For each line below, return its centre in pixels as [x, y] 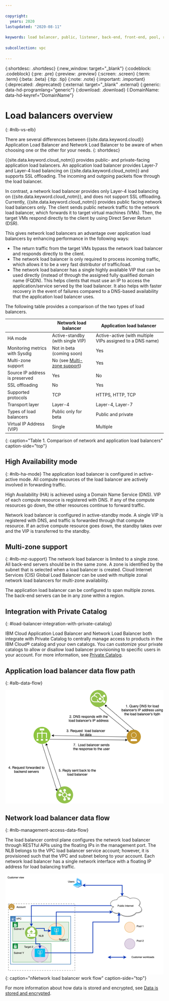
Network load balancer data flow [58, 818]
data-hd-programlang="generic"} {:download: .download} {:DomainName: [82, 90]
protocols [17, 397]
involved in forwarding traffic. [36, 484]
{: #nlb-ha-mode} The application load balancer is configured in [71, 474]
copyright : [17, 16]
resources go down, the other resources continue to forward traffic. [75, 505]
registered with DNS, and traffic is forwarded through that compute [75, 520]
